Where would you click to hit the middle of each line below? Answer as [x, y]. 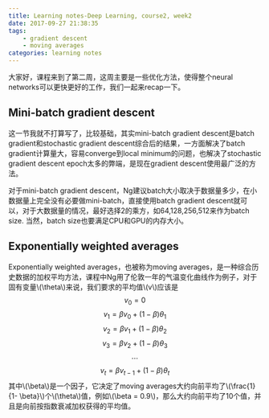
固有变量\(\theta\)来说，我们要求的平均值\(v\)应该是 [94, 287]
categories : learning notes [55, 53]
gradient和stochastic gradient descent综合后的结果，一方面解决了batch [127, 143]
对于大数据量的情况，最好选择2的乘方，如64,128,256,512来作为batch [136, 211]
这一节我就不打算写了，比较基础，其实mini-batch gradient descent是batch [132, 133]
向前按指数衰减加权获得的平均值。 [78, 406]
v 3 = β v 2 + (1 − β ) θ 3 [135, 344]
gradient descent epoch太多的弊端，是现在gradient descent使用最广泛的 [128, 163]
